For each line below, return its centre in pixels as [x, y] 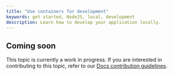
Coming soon [31, 46]
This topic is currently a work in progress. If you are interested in [84, 60]
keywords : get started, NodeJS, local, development [70, 17]
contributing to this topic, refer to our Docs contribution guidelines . [87, 66]
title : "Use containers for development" [57, 11]
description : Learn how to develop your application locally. [84, 22]
